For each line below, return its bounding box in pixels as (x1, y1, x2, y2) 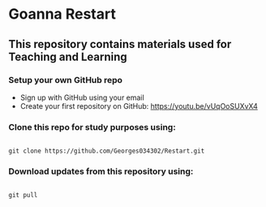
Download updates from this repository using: (8, 166, 194, 177)
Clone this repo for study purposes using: (8, 121, 176, 132)
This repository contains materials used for (8, 37, 232, 51)
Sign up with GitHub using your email (19, 93, 144, 102)
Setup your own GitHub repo (8, 74, 123, 85)
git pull (8, 192, 38, 200)
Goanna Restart (8, 5, 116, 24)
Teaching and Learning (8, 50, 127, 63)
